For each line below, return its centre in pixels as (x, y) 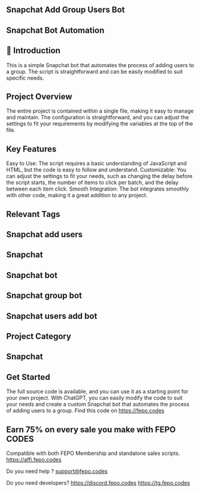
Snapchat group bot (44, 296)
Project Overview (39, 96)
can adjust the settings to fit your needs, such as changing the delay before (99, 176)
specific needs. (25, 78)
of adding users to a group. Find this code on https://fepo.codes (85, 410)
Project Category (39, 336)
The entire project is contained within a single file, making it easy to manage (100, 111)
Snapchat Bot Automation (55, 30)
